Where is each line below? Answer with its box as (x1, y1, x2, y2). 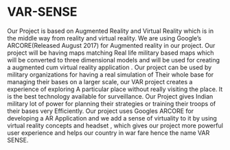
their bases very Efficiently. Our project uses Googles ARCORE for (7, 107, 194, 115)
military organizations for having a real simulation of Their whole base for (7, 70, 214, 79)
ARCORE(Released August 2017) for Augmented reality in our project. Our (7, 41, 216, 49)
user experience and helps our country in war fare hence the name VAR (7, 128, 210, 137)
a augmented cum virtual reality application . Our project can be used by (7, 63, 212, 71)
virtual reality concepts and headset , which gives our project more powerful (7, 121, 223, 129)
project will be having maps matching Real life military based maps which (7, 49, 214, 57)
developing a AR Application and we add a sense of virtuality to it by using (7, 114, 218, 122)
